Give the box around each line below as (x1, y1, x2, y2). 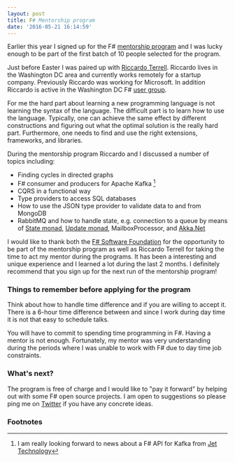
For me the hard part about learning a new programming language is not (7, 99, 215, 108)
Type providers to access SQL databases (17, 194, 136, 203)
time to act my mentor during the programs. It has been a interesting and (7, 252, 217, 261)
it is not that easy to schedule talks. (7, 315, 110, 324)
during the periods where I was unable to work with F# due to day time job (7, 344, 222, 352)
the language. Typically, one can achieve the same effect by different (7, 114, 206, 122)
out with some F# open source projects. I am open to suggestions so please (7, 392, 226, 400)
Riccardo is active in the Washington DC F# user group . (7, 85, 167, 94)
